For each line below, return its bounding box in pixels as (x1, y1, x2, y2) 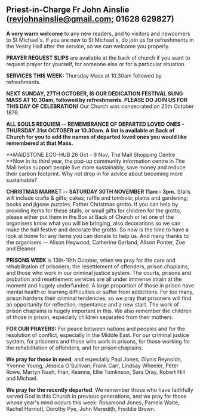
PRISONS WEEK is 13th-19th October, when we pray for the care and (6, 256, 176, 264)
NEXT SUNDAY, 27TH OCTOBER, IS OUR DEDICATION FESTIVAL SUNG (6, 89, 183, 97)
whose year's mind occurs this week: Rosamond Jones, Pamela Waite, (6, 399, 180, 406)
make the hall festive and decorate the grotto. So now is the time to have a (6, 226, 189, 233)
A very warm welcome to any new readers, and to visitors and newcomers (6, 30, 190, 37)
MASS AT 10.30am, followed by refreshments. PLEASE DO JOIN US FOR (6, 96, 188, 103)
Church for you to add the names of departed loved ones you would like (6, 133, 187, 140)
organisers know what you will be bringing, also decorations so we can (6, 219, 181, 227)
